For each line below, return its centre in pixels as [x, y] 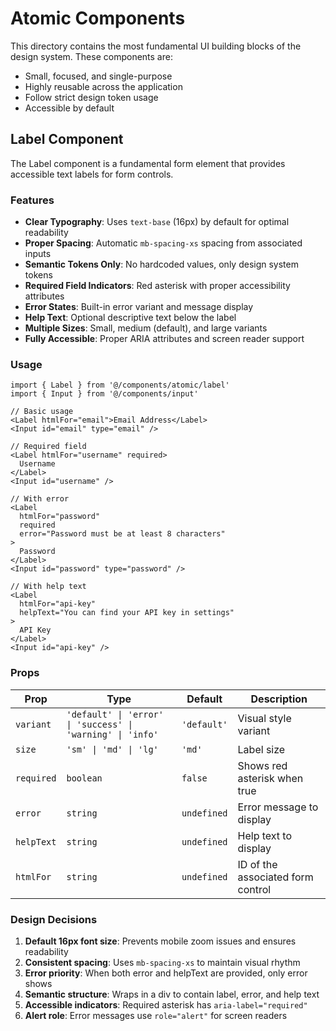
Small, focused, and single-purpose [98, 76]
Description [279, 699]
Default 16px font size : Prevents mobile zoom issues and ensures [160, 941]
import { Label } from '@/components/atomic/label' [120, 385]
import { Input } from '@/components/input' [104, 394]
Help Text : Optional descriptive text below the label [130, 318]
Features [32, 200]
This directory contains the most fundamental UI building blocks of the [156, 46]
